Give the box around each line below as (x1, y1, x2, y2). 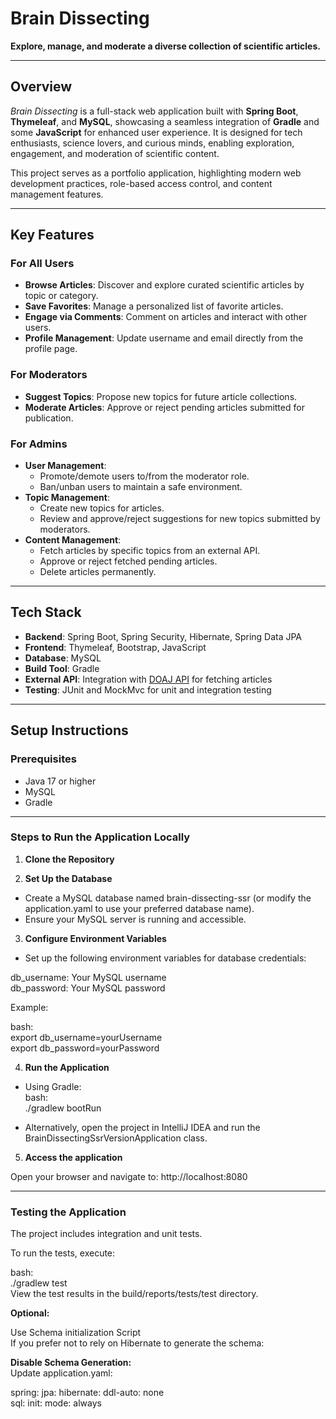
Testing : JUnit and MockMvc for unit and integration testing (24, 683, 272, 696)
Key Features (10, 227, 95, 244)
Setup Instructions (10, 722, 129, 739)
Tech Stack (10, 604, 82, 621)
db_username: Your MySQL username (10, 971, 167, 983)
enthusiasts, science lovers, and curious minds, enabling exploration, (10, 137, 295, 149)
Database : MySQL (24, 652, 102, 664)
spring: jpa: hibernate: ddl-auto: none (10, 1387, 165, 1399)
